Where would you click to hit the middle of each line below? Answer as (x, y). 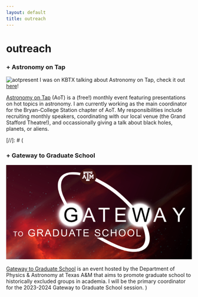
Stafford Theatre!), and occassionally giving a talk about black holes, (89, 122)
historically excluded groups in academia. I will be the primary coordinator (96, 281)
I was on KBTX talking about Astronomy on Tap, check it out (112, 80)
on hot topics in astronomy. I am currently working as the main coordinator (97, 104)
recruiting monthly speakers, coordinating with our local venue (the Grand (96, 116)
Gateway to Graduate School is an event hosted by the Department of (90, 269)
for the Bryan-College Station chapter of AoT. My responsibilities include (94, 110)
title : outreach (26, 19)
